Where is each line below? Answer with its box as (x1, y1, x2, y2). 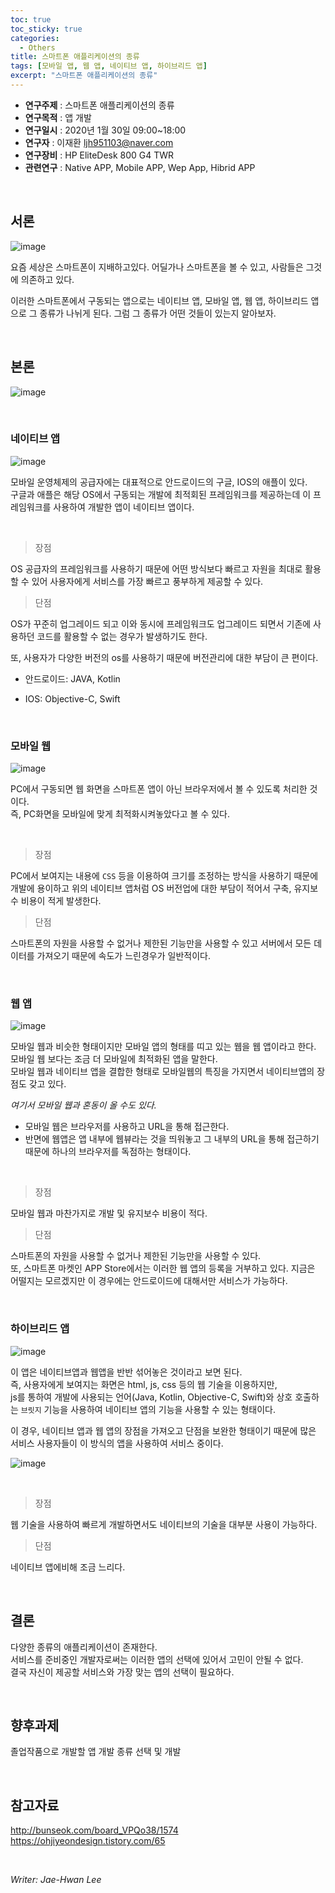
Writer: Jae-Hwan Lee (10, 1874, 102, 1886)
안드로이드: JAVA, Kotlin (24, 672, 121, 685)
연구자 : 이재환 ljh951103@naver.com (24, 136, 174, 148)
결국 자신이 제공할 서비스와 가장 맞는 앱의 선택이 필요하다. (10, 1666, 235, 1678)
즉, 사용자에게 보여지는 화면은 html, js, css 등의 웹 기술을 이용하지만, (10, 1378, 278, 1390)
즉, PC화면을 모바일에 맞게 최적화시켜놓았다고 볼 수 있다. (10, 808, 231, 820)
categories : (10, 33, 60, 43)
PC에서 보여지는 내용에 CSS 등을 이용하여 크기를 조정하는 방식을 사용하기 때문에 (10, 870, 319, 882)
